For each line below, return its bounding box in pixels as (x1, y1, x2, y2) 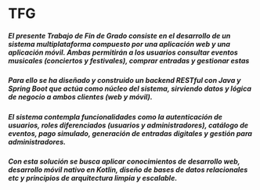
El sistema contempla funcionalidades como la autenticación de (8, 112, 223, 121)
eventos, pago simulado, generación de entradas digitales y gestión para (8, 128, 253, 138)
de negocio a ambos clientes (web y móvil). (8, 92, 153, 102)
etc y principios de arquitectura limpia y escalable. (8, 173, 178, 182)
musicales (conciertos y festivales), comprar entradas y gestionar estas (8, 56, 250, 65)
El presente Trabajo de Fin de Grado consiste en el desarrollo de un (8, 30, 231, 40)
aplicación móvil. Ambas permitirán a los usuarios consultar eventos (8, 48, 239, 57)
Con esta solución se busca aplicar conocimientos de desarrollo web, (8, 156, 240, 166)
